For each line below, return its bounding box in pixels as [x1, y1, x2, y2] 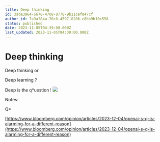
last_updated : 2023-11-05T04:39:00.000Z [5, 30, 89, 35]
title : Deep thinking [5, 7, 50, 12]
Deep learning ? [5, 77, 37, 83]
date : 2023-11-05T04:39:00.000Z [5, 26, 71, 30]
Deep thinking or [5, 67, 39, 73]
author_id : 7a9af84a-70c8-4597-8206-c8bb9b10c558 [5, 16, 109, 21]
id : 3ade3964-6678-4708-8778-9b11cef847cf [5, 12, 93, 17]
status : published [5, 21, 43, 26]
